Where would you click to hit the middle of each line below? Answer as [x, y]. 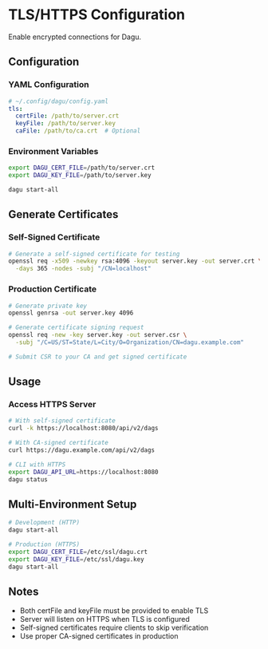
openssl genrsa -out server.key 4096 [71, 313]
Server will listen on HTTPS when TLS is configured [104, 619]
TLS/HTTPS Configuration [97, 15]
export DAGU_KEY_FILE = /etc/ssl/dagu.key [77, 559]
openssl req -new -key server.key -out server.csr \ [98, 335]
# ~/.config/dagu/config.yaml [59, 101]
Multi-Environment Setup [73, 504]
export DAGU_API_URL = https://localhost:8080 [83, 472]
